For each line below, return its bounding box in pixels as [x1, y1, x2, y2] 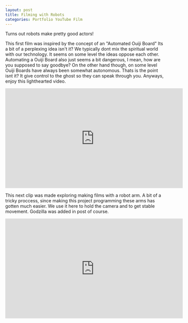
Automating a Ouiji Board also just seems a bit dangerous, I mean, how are [5, 57, 161, 63]
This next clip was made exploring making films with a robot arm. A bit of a [5, 192, 161, 198]
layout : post [5, 7, 33, 13]
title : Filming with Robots [5, 12, 65, 17]
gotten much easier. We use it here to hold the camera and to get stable [5, 203, 155, 209]
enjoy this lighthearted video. [5, 78, 66, 84]
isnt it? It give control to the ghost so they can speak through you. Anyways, [5, 73, 164, 79]
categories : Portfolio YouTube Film [5, 17, 83, 22]
